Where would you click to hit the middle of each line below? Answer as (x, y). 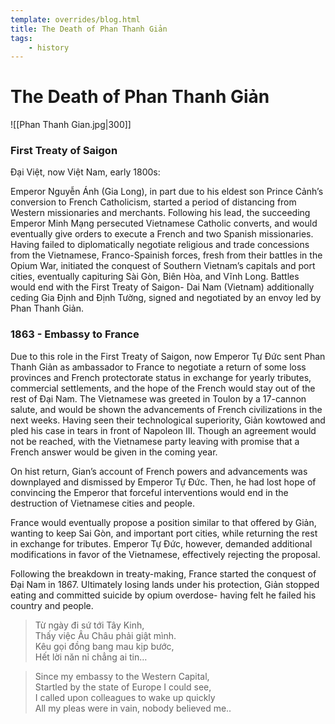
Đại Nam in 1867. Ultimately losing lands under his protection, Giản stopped (165, 584)
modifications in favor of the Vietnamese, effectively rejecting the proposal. (165, 554)
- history (49, 47)
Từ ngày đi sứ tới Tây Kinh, (89, 625)
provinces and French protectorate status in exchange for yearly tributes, (161, 377)
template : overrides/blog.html (75, 19)
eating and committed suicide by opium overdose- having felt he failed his (163, 595)
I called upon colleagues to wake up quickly (125, 697)
